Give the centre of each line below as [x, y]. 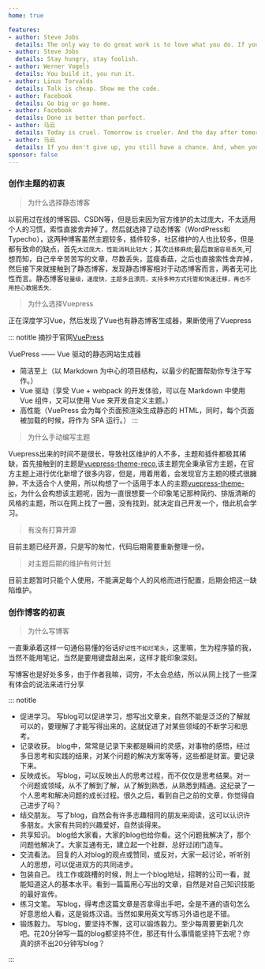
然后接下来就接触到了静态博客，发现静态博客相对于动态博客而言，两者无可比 [132, 269]
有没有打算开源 [52, 529]
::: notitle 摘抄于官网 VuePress [56, 337]
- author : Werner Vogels [49, 67]
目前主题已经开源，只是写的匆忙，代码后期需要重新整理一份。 [108, 546]
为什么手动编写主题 [59, 437]
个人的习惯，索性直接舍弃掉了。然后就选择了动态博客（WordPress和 [119, 229]
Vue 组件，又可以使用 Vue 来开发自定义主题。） [96, 400]
